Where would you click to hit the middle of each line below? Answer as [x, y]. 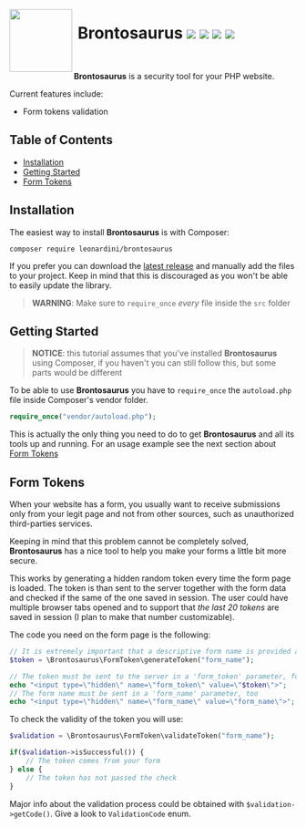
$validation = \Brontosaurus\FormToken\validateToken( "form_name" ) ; [142, 736]
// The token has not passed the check [102, 778]
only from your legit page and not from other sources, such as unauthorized [152, 514]
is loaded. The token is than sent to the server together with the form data [148, 588]
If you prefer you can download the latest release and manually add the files [152, 265]
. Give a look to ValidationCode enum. [120, 813]
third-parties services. [51, 523]
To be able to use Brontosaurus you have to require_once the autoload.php [151, 390]
